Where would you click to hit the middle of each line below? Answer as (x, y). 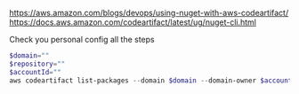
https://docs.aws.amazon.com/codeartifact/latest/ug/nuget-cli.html (133, 22)
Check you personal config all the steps (82, 39)
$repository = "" (37, 64)
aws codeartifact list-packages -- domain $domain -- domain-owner (133, 80)
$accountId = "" (36, 72)
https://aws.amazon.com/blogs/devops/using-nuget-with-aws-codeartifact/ (149, 13)
